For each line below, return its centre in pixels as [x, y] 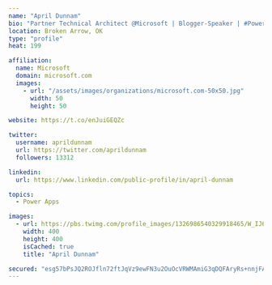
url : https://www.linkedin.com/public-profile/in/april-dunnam [124, 180]
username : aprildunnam [54, 142]
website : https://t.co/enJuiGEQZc [67, 121]
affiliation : [30, 61]
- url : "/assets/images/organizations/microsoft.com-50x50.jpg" [134, 91]
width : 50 [46, 98]
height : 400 [43, 239]
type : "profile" [36, 38]
